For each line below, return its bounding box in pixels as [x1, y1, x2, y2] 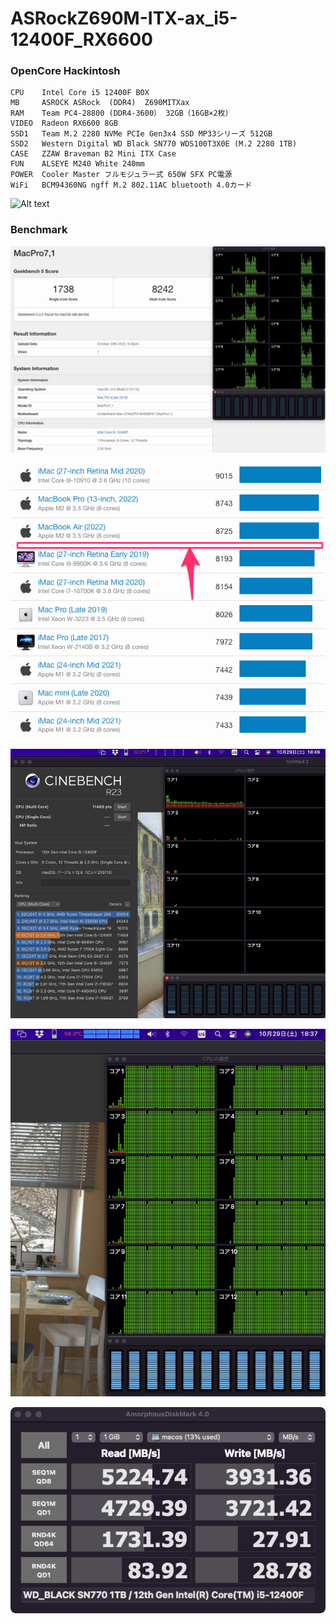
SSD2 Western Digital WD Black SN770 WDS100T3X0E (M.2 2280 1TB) [10, 139, 298, 149]
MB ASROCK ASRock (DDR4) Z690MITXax [10, 98, 190, 108]
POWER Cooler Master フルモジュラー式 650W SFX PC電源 [10, 170, 233, 180]
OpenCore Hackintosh [10, 64, 121, 78]
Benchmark [10, 223, 68, 237]
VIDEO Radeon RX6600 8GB [10, 118, 118, 129]
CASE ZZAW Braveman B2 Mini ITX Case [10, 149, 177, 159]
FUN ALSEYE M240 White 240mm [10, 159, 145, 169]
